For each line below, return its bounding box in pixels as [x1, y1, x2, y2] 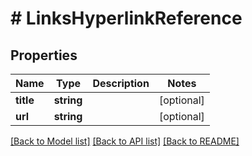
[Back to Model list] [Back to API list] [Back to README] [10, 135, 240, 147]
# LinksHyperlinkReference [10, 7, 243, 30]
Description [92, 77, 150, 90]
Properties [10, 47, 78, 64]
